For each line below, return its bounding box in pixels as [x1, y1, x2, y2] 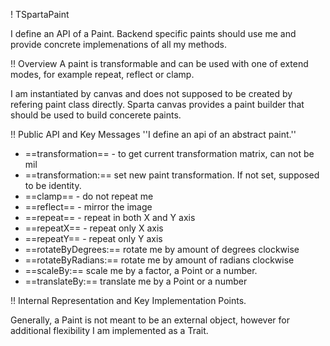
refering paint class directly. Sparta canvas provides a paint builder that [10, 99, 305, 110]
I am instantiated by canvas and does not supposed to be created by [10, 88, 293, 99]
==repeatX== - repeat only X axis [24, 222, 164, 234]
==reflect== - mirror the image [24, 201, 153, 213]
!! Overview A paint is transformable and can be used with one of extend [10, 58, 309, 69]
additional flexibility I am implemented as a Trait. [10, 325, 209, 336]
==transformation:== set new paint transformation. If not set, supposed [24, 169, 320, 181]
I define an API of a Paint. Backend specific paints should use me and [10, 28, 297, 39]
